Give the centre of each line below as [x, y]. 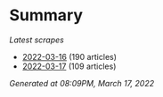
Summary [46, 15]
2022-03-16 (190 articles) [69, 56]
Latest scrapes [37, 40]
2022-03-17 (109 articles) [69, 66]
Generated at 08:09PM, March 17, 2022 [81, 83]
